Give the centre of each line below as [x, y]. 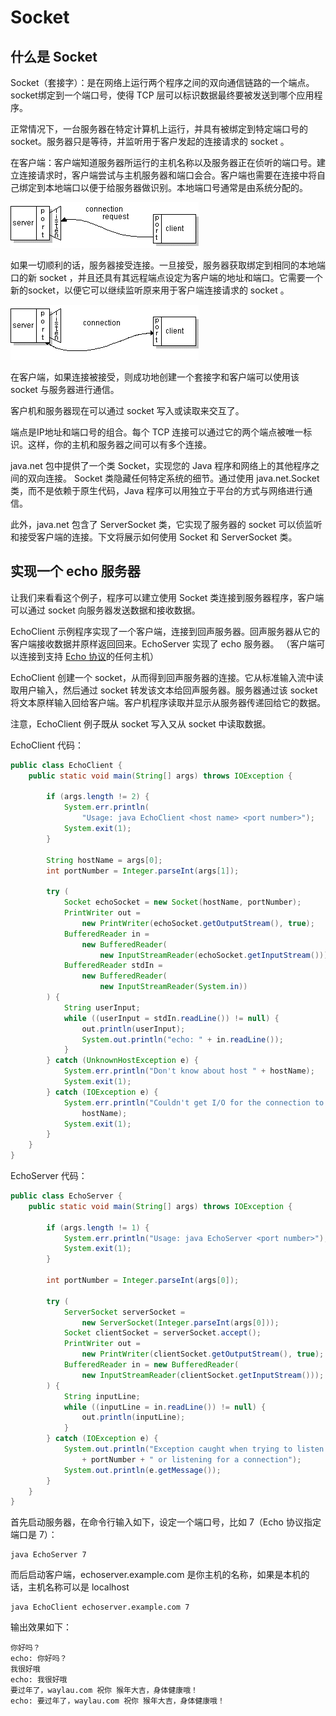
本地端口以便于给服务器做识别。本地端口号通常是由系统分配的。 [176, 187]
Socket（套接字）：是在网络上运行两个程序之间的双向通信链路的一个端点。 [162, 82]
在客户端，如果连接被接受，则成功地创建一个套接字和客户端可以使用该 [155, 377]
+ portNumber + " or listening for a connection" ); [191, 1459]
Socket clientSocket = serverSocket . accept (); [162, 1333]
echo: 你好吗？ [39, 1659]
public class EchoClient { [66, 765]
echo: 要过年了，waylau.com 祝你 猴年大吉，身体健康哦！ [117, 1701]
